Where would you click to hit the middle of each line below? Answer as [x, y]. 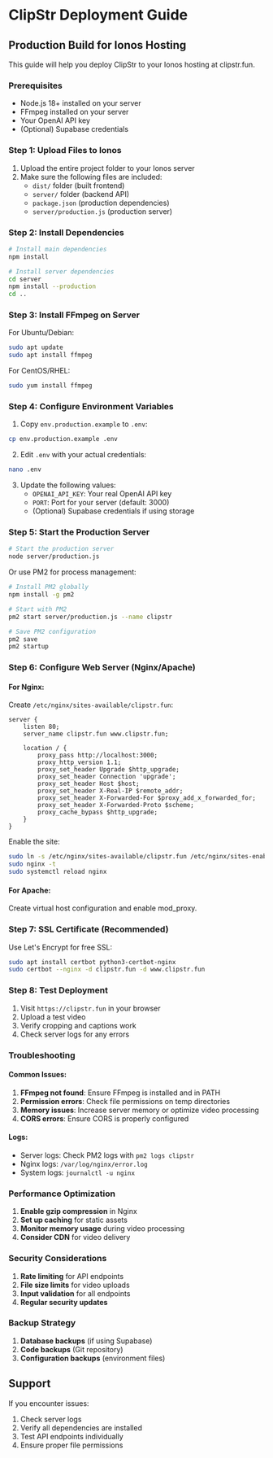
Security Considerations [58, 1259]
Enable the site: [34, 842]
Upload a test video [53, 1017]
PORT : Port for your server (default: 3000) [101, 503]
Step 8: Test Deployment [58, 990]
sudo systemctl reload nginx [58, 872]
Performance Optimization [62, 1194]
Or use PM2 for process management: [72, 572]
